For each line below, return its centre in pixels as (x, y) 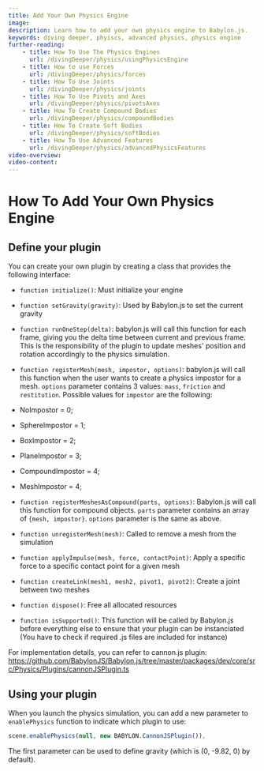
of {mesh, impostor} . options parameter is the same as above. (121, 519)
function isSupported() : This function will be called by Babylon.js (126, 620)
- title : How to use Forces (68, 67)
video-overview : (35, 155)
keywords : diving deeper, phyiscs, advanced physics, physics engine (125, 38)
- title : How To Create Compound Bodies (89, 111)
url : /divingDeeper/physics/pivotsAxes (94, 103)
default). (22, 759)
